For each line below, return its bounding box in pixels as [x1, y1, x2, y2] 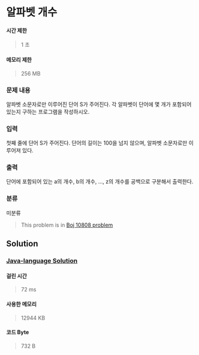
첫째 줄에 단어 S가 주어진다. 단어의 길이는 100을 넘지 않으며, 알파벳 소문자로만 [6, 139, 188, 147]
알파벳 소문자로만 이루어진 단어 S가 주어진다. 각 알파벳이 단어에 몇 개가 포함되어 [6, 100, 192, 108]
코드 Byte [6, 329, 29, 336]
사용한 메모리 [6, 300, 37, 308]
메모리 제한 [6, 56, 32, 63]
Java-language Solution [6, 257, 78, 265]
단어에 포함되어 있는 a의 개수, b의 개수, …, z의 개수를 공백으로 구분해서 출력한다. [6, 178, 194, 185]
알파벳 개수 [6, 5, 58, 19]
